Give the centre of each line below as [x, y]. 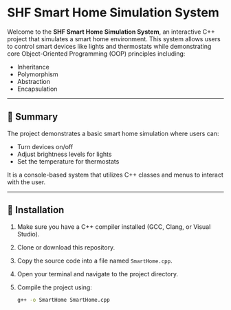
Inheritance [33, 67]
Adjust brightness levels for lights [64, 154]
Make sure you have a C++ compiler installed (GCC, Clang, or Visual [114, 226]
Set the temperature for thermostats [68, 161]
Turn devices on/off [45, 146]
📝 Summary [33, 117]
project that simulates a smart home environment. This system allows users [114, 38]
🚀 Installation [36, 210]
